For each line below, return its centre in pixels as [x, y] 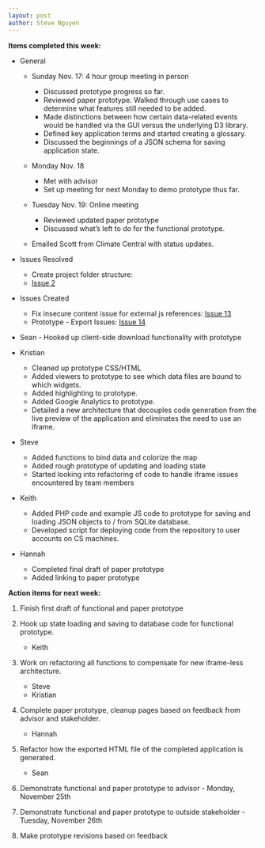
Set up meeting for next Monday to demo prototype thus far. [141, 189]
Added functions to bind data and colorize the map [114, 457]
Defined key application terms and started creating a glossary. [145, 133]
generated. [38, 757]
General [32, 61]
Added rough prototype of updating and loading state [119, 466]
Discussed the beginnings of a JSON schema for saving [134, 142]
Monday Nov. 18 [58, 165]
